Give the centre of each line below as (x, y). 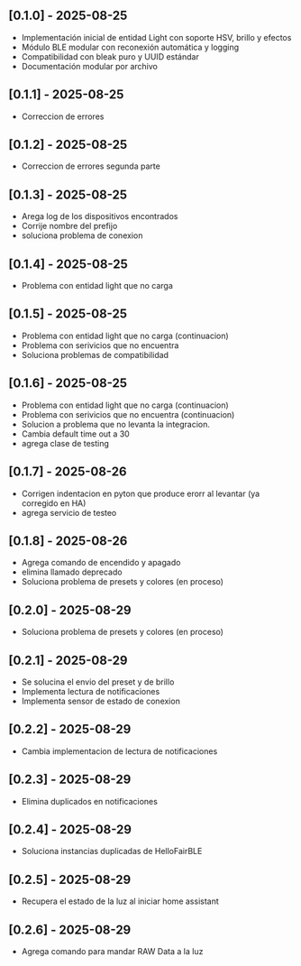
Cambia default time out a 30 (75, 434)
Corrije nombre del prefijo (69, 226)
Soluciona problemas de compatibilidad (95, 354)
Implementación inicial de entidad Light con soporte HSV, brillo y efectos (156, 37)
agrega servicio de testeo (69, 512)
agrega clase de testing (65, 443)
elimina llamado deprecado (72, 572)
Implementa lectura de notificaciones (91, 691)
